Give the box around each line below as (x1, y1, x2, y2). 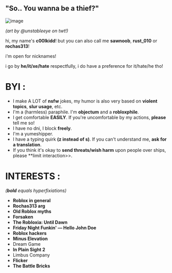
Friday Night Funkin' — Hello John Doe (12, 224, 96, 230)
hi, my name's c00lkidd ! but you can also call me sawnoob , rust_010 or (5, 37, 158, 44)
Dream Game (12, 241, 41, 247)
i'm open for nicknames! (5, 53, 56, 59)
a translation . (12, 141, 42, 148)
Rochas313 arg (12, 203, 46, 209)
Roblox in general (12, 197, 51, 203)
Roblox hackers (12, 230, 47, 236)
